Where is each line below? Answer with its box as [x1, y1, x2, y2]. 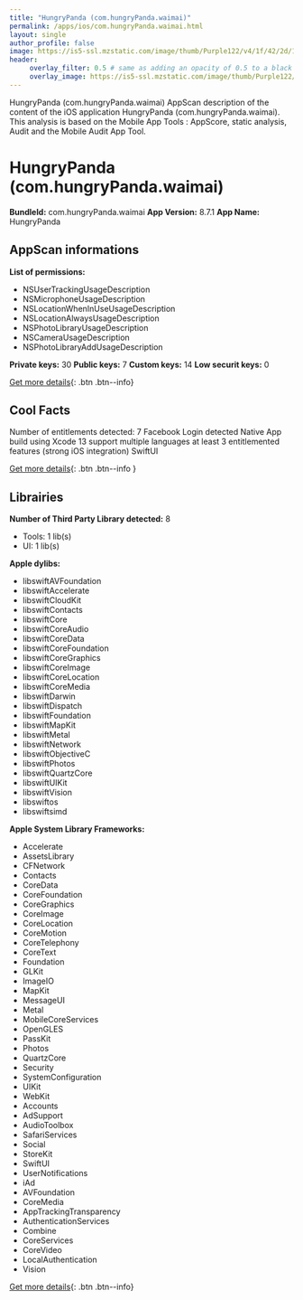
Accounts [22, 1100, 59, 1112]
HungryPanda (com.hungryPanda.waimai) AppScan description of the [9, 97, 270, 108]
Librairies [9, 489, 64, 504]
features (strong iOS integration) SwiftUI [9, 446, 159, 457]
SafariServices [22, 1129, 78, 1140]
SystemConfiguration [22, 1072, 102, 1083]
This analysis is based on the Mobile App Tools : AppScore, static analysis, [9, 116, 287, 127]
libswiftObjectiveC [22, 749, 91, 759]
